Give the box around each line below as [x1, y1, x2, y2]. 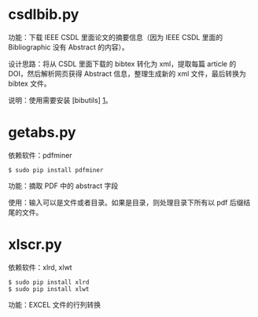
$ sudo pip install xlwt [8, 285, 90, 293]
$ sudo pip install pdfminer [8, 166, 104, 174]
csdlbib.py [8, 6, 79, 24]
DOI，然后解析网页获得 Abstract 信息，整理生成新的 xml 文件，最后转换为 [8, 68, 246, 78]
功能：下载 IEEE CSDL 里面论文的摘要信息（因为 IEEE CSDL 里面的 [8, 32, 223, 42]
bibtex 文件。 [8, 79, 51, 88]
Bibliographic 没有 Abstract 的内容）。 [8, 42, 129, 52]
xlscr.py [8, 236, 62, 253]
